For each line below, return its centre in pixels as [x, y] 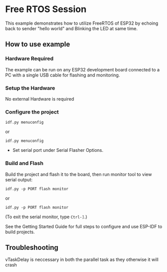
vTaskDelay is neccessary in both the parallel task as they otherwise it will [82, 259]
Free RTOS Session [46, 9]
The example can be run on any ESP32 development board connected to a [82, 69]
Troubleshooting [32, 247]
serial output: [19, 179]
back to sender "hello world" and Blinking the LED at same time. [71, 28]
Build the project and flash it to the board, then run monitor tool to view [78, 174]
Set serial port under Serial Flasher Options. [58, 150]
